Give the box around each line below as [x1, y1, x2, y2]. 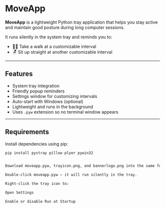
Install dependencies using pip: [5, 141, 68, 147]
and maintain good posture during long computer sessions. [5, 24, 125, 30]
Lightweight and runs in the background [12, 104, 93, 110]
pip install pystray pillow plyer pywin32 [5, 150, 93, 155]
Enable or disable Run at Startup [5, 199, 76, 204]
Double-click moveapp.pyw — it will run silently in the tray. [5, 173, 137, 178]
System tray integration [12, 83, 60, 89]
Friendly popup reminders [12, 88, 65, 94]
